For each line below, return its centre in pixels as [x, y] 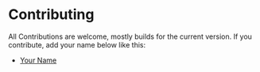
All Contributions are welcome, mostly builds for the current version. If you [130, 36]
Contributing [51, 15]
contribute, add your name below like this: [77, 44]
